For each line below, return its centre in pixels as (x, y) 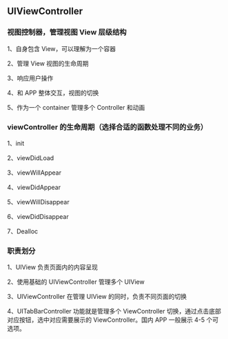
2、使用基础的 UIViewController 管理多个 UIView (76, 282)
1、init (16, 143)
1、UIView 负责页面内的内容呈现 (53, 267)
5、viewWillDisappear (39, 202)
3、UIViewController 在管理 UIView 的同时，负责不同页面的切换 (97, 297)
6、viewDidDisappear (38, 216)
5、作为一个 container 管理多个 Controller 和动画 (76, 107)
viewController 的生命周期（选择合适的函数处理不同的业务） (107, 127)
